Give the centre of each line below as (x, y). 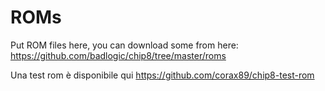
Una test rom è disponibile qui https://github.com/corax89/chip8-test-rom (162, 75)
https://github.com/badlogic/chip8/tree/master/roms (118, 55)
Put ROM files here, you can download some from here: (124, 45)
